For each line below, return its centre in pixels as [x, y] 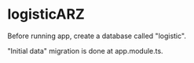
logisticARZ [46, 14]
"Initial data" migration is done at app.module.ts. [85, 51]
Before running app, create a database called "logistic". [97, 36]
